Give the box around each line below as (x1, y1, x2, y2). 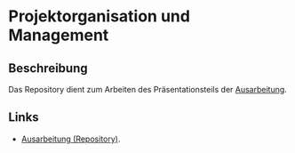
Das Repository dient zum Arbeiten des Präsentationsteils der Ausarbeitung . (8, 85, 288, 94)
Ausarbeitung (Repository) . (20, 133, 121, 144)
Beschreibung (8, 60, 88, 76)
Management (8, 25, 109, 45)
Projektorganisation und (8, 6, 190, 27)
